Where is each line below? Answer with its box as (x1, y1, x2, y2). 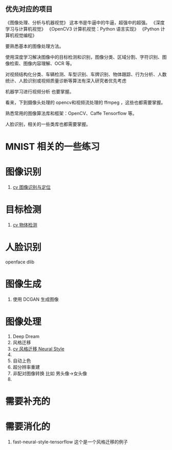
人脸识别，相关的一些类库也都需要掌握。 (5, 121, 91, 127)
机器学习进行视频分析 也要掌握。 (5, 88, 74, 95)
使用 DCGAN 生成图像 (12, 296, 59, 302)
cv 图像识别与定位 (12, 184, 51, 190)
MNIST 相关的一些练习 (5, 141, 100, 152)
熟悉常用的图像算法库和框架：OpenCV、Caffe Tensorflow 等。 (5, 110, 137, 116)
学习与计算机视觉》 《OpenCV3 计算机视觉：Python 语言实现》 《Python (5, 26, 160, 32)
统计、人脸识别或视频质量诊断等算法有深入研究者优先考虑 (5, 77, 126, 83)
